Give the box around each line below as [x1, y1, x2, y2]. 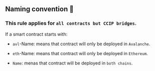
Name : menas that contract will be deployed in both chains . [12, 60, 133, 66]
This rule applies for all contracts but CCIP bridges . [5, 20, 137, 27]
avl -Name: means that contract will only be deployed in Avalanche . [12, 41, 150, 47]
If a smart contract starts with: [5, 31, 68, 37]
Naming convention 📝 [5, 5, 74, 13]
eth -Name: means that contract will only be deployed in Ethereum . [12, 50, 148, 56]
